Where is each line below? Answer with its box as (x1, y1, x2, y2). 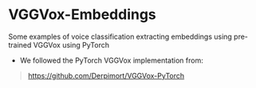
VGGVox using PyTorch (33, 40, 110, 49)
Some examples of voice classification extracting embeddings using (8, 32, 233, 41)
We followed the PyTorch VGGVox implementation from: (19, 55, 203, 65)
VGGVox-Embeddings (8, 6, 157, 24)
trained (8, 40, 32, 49)
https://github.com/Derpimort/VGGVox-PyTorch (27, 71, 185, 80)
